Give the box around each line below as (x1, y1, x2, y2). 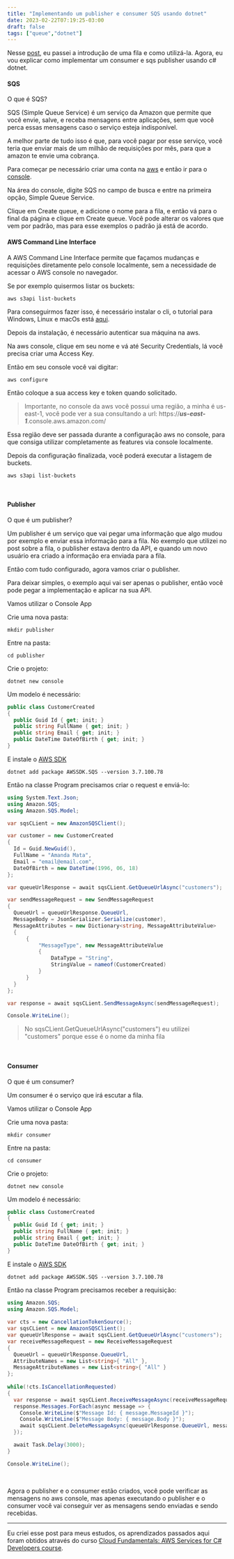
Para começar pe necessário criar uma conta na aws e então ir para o (7, 165, 208, 174)
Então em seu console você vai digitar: (7, 363, 118, 371)
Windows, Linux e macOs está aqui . (7, 314, 110, 323)
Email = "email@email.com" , (13, 858, 95, 865)
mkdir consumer (7, 1131, 52, 1139)
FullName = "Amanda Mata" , (13, 852, 92, 859)
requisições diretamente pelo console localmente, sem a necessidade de (7, 261, 217, 269)
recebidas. (7, 1509, 38, 1517)
